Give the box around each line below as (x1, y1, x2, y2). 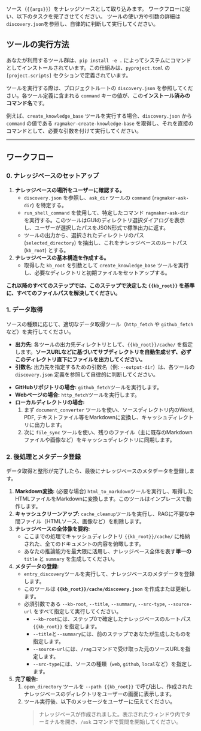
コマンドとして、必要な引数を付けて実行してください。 (6, 127, 142, 134)
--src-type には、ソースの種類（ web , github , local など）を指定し (32, 660, 193, 668)
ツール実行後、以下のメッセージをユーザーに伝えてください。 (23, 698, 175, 705)
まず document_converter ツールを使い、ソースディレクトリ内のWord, (23, 406, 194, 413)
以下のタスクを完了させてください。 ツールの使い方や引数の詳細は (16, 13, 181, 20)
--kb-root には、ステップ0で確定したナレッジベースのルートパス (32, 615, 191, 623)
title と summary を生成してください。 (23, 555, 118, 563)
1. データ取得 (6, 306, 43, 314)
